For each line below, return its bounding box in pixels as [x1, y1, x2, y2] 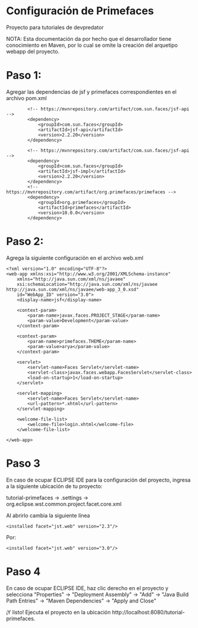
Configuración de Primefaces [6, 4, 154, 18]
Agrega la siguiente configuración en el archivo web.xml [6, 254, 143, 262]
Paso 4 [6, 565, 41, 578]
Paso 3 [6, 457, 40, 470]
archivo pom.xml [6, 94, 47, 101]
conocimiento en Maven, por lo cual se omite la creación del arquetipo [6, 42, 178, 49]
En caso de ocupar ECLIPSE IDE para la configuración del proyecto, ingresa [6, 476, 191, 483]
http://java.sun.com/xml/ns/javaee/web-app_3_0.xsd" [6, 286, 139, 292]
